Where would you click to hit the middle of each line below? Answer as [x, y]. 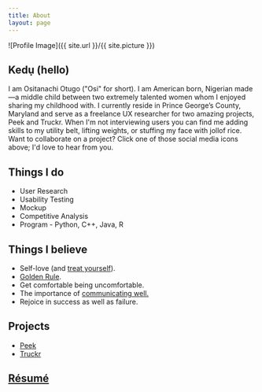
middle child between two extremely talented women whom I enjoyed [133, 97]
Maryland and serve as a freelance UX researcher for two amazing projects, [131, 114]
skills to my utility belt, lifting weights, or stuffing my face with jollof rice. [125, 131]
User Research [44, 191]
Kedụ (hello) [39, 70]
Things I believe [48, 249]
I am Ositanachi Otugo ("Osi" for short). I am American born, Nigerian [121, 89]
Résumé [29, 379]
